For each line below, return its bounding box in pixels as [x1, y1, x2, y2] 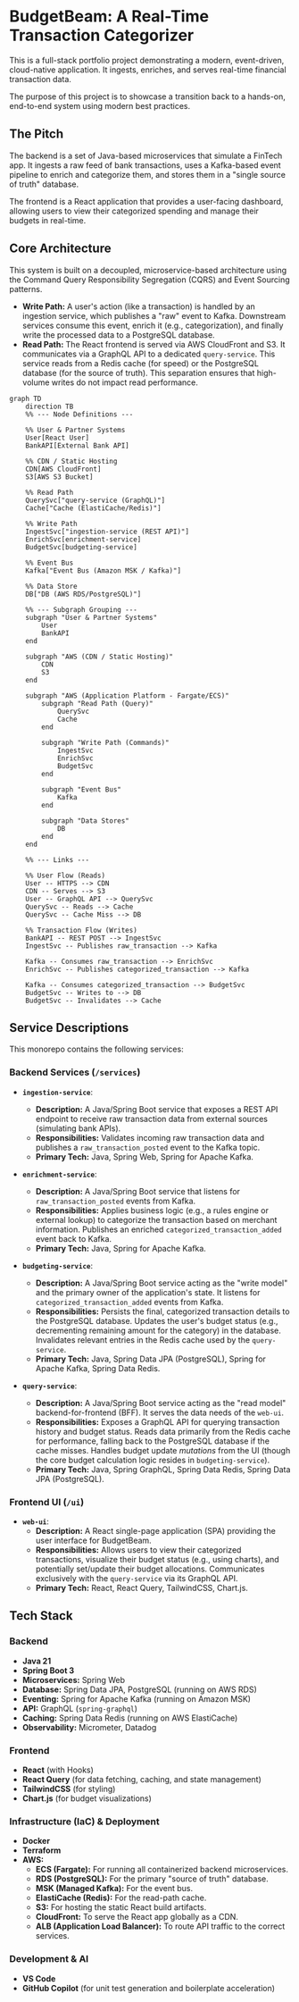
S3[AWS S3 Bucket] [25, 472, 94, 482]
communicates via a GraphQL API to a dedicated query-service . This [21, 348, 276, 359]
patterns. [9, 283, 43, 294]
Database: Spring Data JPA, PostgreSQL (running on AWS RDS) [21, 1684, 257, 1695]
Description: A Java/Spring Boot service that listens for [35, 1185, 241, 1196]
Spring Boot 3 [21, 1664, 75, 1676]
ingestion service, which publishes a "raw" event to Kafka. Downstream [21, 310, 287, 321]
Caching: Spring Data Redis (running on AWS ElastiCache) [21, 1713, 238, 1723]
